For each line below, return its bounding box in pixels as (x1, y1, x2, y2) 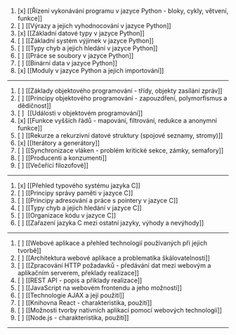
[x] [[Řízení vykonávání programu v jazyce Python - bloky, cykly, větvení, (17, 7, 229, 15)
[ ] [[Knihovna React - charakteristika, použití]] (17, 298, 152, 307)
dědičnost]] (17, 102, 51, 110)
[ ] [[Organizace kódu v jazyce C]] (17, 211, 117, 219)
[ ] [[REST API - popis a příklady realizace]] (17, 276, 143, 284)
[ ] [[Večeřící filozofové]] (17, 162, 89, 169)
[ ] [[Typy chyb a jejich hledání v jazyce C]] (17, 204, 142, 212)
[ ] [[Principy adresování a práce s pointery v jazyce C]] (17, 197, 178, 204)
